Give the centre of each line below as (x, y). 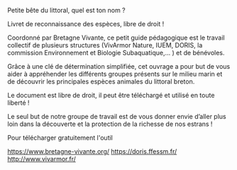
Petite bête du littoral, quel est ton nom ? (66, 10)
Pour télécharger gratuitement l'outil (60, 138)
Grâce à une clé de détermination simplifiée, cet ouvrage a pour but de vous (119, 66)
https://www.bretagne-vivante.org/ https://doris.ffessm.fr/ (92, 151)
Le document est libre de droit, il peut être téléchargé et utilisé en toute (111, 95)
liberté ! (18, 103)
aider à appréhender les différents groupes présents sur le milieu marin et (115, 74)
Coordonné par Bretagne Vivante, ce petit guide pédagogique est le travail (116, 38)
